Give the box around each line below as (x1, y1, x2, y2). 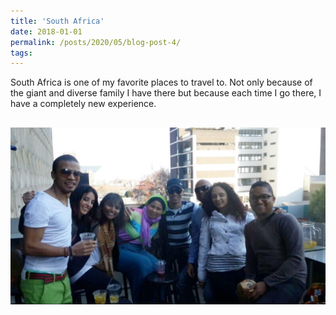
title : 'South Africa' (10, 16, 105, 26)
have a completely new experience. (10, 98, 157, 110)
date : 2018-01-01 (10, 26, 83, 37)
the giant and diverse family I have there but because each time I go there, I (10, 87, 322, 99)
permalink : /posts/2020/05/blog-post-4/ (10, 37, 182, 47)
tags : (10, 48, 33, 58)
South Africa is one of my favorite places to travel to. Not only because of (10, 76, 313, 89)
